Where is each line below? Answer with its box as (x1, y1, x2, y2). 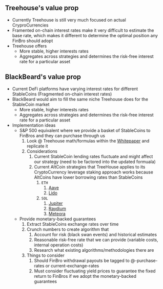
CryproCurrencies (12, 22, 49, 28)
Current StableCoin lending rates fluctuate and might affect (34, 153, 153, 159)
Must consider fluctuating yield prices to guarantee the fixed (34, 268, 156, 274)
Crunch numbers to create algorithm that (26, 226, 109, 232)
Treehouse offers (12, 43, 47, 48)
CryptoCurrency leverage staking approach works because (34, 169, 154, 175)
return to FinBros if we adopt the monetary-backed (34, 273, 137, 279)
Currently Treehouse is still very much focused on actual (12, 17, 126, 23)
